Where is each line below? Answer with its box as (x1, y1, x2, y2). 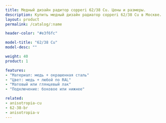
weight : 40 (5, 54, 28, 59)
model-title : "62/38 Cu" (5, 40, 58, 45)
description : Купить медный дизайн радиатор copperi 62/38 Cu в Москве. (5, 12, 162, 17)
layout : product (5, 17, 39, 22)
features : (5, 68, 26, 73)
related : (5, 96, 24, 101)
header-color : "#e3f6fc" (5, 31, 58, 36)
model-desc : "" (5, 45, 37, 50)
